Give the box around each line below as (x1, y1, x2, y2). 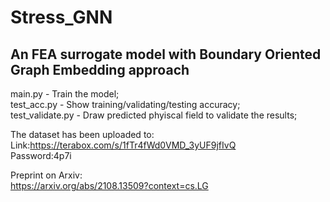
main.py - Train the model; (10, 88, 120, 100)
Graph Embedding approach (10, 61, 190, 78)
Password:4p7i (10, 150, 72, 161)
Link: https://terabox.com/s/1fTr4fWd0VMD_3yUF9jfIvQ (10, 139, 237, 151)
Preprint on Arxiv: (10, 169, 83, 181)
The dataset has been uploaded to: (10, 129, 155, 140)
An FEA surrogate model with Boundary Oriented (10, 46, 322, 63)
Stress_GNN (10, 6, 113, 29)
